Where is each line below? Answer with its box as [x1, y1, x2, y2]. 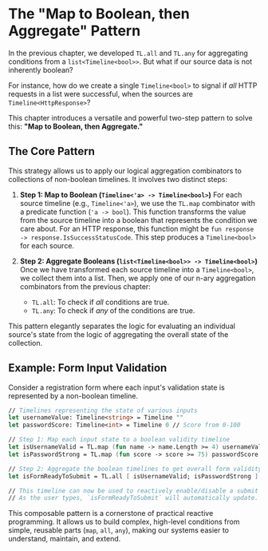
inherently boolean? [8, 65, 73, 74]
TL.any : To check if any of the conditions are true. [31, 305, 195, 315]
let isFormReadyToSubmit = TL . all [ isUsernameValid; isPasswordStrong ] [8, 472, 259, 480]
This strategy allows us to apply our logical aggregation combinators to [8, 165, 242, 176]
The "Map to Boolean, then [8, 5, 190, 23]
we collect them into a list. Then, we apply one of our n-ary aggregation [19, 273, 256, 283]
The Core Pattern [8, 145, 96, 158]
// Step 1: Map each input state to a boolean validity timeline [8, 436, 230, 444]
